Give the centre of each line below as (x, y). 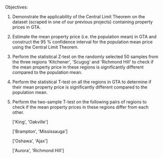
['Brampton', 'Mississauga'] (40, 131)
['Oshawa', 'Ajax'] (30, 141)
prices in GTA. (26, 27)
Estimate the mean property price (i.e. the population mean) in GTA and (84, 37)
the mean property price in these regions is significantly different (78, 67)
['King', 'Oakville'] (30, 122)
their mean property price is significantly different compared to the (80, 87)
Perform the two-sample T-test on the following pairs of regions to (79, 102)
